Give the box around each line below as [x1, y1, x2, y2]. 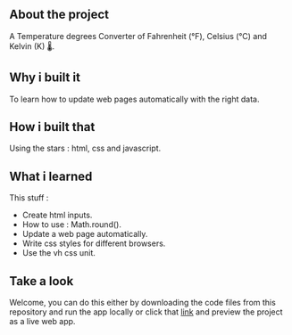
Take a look [9, 274, 74, 289]
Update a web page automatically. [21, 229, 148, 240]
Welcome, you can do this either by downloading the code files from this [9, 298, 277, 308]
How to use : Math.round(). [21, 219, 122, 230]
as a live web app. [9, 316, 76, 327]
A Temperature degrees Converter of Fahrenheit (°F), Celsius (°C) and [9, 30, 268, 41]
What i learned [9, 168, 93, 184]
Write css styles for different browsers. [21, 238, 166, 249]
